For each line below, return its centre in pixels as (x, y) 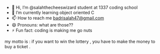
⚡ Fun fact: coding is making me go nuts (52, 30)
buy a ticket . (18, 47)
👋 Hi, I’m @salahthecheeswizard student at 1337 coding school (75, 7)
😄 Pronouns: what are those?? (42, 25)
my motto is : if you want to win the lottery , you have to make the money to (80, 41)
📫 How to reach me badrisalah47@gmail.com (58, 18)
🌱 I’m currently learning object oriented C (53, 13)
